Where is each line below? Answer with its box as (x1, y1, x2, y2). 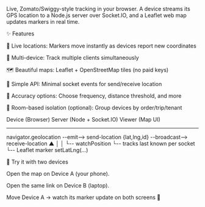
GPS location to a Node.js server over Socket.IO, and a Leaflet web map (6, 12, 187, 19)
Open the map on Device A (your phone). (6, 170, 110, 177)
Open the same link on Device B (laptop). (6, 182, 110, 189)
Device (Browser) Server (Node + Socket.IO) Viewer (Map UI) (6, 116, 160, 123)
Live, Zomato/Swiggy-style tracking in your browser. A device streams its (6, 5, 190, 12)
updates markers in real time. (6, 18, 80, 25)
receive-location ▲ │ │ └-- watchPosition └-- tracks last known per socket (6, 140, 195, 147)
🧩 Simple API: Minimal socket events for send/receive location (6, 81, 162, 87)
